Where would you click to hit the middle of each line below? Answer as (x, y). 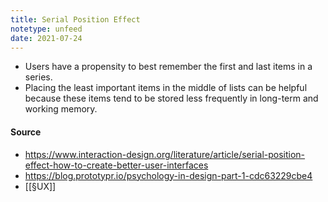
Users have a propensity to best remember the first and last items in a (168, 67)
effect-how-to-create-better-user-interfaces (116, 165)
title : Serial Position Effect (75, 19)
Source (26, 132)
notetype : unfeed (46, 29)
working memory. (61, 109)
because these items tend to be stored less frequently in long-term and (171, 98)
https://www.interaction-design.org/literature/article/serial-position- (165, 154)
